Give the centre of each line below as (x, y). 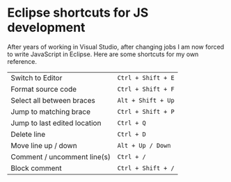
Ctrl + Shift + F (146, 89)
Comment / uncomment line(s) (61, 156)
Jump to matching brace (51, 111)
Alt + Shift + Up (146, 100)
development (46, 27)
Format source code (44, 89)
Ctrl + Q (132, 123)
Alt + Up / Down (144, 145)
